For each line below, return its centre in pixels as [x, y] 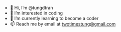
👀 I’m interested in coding [36, 13]
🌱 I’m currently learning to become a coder [54, 18]
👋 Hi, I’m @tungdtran [32, 8]
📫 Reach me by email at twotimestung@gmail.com [63, 24]
